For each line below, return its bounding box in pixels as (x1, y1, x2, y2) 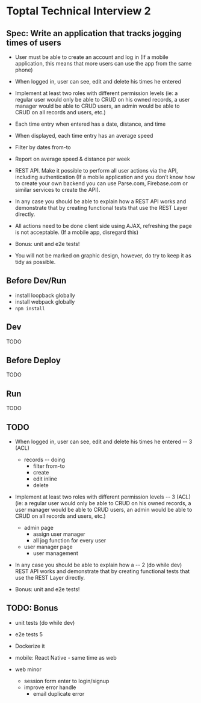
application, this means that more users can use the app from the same (14, 60, 192, 67)
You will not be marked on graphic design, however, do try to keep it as (14, 252, 191, 259)
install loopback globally (14, 292, 75, 299)
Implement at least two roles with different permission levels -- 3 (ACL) (14, 493, 191, 500)
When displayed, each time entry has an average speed (14, 132, 153, 139)
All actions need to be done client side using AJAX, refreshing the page (14, 223, 193, 229)
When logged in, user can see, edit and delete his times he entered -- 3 (14, 438, 193, 446)
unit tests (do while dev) (14, 619, 75, 626)
